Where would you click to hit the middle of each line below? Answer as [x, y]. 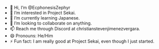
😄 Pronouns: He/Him [31, 36]
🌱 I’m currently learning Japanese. [45, 18]
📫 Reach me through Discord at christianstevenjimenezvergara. [75, 29]
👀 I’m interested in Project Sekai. [43, 13]
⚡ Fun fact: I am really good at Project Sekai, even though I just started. [82, 41]
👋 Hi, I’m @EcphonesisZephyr [40, 8]
